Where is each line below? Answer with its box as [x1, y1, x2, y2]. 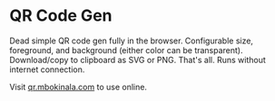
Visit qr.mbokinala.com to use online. [9, 81, 148, 92]
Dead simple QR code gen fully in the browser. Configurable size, [9, 35, 254, 46]
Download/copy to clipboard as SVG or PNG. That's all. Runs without [9, 54, 266, 65]
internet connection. [9, 64, 85, 75]
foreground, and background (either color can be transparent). [9, 44, 243, 55]
